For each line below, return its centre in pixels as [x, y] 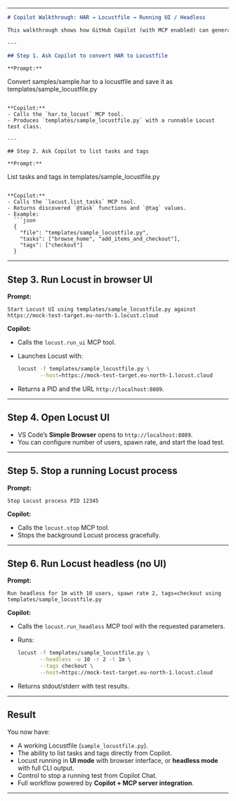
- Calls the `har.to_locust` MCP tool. [66, 114]
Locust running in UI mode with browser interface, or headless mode [118, 760]
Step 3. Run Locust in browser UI [80, 279]
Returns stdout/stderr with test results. [73, 686]
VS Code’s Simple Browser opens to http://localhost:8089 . [105, 435]
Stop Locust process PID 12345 [53, 501]
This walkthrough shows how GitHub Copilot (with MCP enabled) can [108, 30]
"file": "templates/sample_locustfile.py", [85, 233]
